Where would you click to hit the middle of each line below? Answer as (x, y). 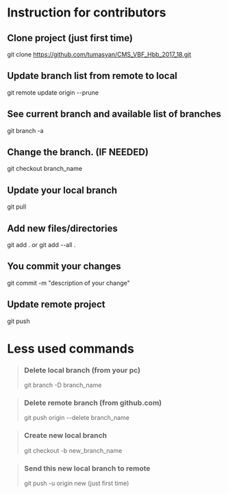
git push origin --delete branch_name (77, 418)
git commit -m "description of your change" (68, 283)
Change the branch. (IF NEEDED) (78, 152)
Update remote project (56, 304)
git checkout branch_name (45, 169)
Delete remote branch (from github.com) (93, 403)
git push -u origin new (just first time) (76, 483)
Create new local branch (65, 436)
